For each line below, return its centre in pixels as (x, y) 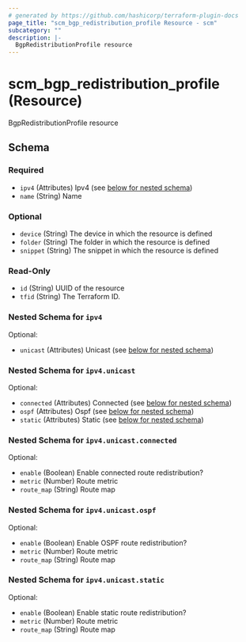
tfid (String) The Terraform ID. (70, 297)
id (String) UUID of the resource (72, 288)
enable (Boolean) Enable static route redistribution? (103, 612)
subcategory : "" (35, 30)
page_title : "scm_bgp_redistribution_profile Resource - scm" (113, 23)
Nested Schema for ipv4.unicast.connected (93, 440)
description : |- (35, 38)
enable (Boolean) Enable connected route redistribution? (112, 473)
